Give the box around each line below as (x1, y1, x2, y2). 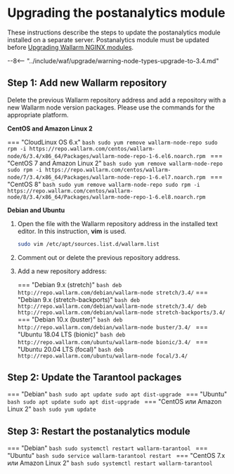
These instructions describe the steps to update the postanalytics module (7, 28, 221, 37)
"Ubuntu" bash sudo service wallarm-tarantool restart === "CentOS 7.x (7, 452, 226, 460)
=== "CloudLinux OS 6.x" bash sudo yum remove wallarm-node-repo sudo (7, 138, 218, 146)
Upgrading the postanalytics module (7, 5, 226, 21)
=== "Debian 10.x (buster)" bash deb (17, 315, 123, 324)
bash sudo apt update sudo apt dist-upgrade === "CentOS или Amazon (7, 397, 222, 406)
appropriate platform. (7, 110, 69, 119)
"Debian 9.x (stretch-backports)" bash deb (17, 295, 141, 303)
